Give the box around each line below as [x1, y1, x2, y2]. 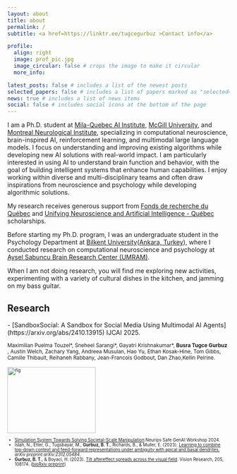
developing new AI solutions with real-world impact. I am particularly [7, 151, 207, 159]
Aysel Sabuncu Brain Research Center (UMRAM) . [7, 253, 150, 262]
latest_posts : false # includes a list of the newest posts [7, 82, 188, 89]
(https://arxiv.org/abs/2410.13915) [7, 328, 105, 336]
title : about [7, 17, 46, 24]
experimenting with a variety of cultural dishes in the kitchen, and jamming [7, 274, 224, 283]
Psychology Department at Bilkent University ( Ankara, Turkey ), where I [7, 238, 211, 247]
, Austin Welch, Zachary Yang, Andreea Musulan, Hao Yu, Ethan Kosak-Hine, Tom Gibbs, [7, 348, 221, 355]
